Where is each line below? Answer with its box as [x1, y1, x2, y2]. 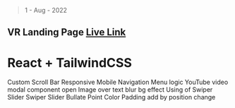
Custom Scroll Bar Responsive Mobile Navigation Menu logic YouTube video [7, 78, 229, 87]
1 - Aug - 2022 [24, 6, 68, 14]
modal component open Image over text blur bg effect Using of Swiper [7, 85, 213, 94]
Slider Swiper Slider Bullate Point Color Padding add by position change [7, 93, 216, 102]
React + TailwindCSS [7, 54, 133, 71]
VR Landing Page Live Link [7, 26, 126, 38]
